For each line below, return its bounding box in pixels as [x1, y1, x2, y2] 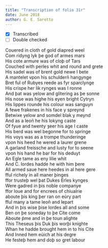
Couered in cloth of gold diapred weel [5, 47, 85, 53]
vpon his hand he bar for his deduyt [5, 150, 80, 156]
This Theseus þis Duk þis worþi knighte [5, 220, 88, 227]
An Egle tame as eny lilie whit [5, 155, 67, 161]
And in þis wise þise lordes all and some [5, 204, 90, 210]
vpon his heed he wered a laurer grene [5, 139, 87, 145]
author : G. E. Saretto [5, 17, 53, 22]
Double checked [12, 37, 47, 43]
